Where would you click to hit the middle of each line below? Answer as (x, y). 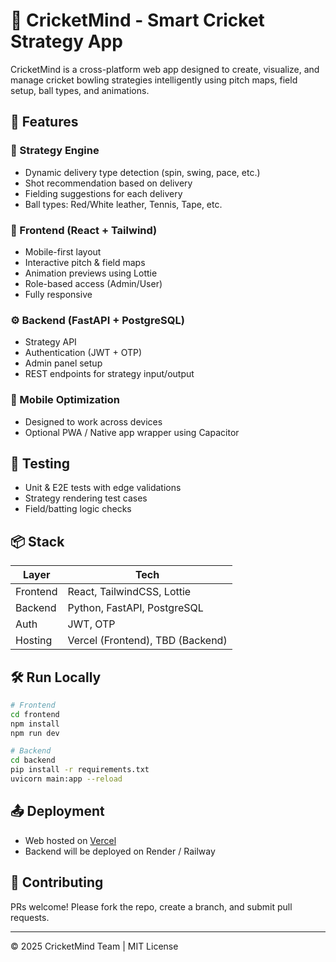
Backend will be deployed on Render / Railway (120, 851)
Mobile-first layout (63, 251)
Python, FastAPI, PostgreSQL (135, 608)
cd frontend (35, 714)
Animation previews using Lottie (91, 273)
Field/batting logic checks (78, 509)
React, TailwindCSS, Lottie (129, 592)
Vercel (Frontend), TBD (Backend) (147, 641)
